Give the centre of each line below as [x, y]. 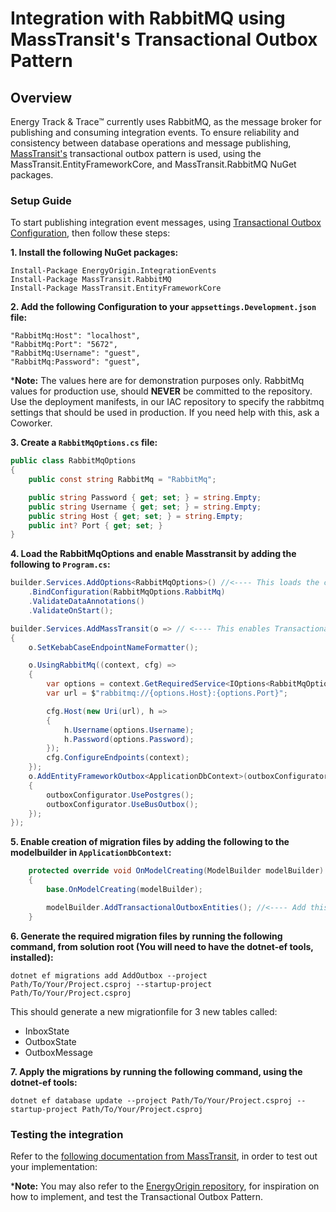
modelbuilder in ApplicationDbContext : [91, 853]
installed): [32, 957]
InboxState [47, 1031]
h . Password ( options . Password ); [129, 739]
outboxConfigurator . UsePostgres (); [120, 795]
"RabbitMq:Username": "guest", [75, 353]
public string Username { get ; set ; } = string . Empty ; [145, 507]
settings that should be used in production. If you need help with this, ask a [165, 413]
